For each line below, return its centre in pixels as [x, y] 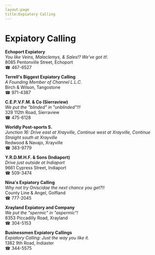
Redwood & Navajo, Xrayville [34, 143]
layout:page [17, 10]
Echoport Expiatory [25, 52]
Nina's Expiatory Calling [30, 183]
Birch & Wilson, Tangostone [33, 87]
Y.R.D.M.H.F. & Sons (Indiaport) [38, 158]
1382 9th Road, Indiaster [30, 243]
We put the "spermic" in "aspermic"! [42, 213]
